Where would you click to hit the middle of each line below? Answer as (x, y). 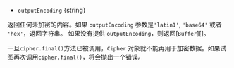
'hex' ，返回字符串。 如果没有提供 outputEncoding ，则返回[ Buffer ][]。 (109, 33)
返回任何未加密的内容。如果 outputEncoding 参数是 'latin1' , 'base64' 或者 (115, 25)
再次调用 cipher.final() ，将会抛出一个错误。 (79, 57)
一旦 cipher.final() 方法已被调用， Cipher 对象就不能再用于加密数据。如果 (114, 48)
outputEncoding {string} (51, 10)
